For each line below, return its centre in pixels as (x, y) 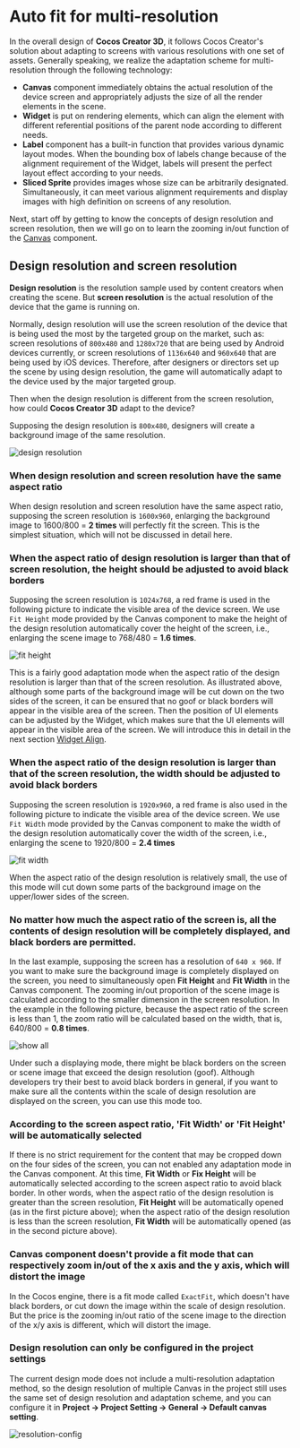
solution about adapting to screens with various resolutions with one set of (147, 50)
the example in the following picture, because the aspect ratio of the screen (149, 1009)
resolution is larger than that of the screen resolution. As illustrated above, (146, 682)
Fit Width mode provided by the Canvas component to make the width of (145, 823)
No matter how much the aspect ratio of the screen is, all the (143, 919)
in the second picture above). (64, 1231)
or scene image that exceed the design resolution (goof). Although (132, 1072)
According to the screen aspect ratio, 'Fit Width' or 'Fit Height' (148, 1124)
